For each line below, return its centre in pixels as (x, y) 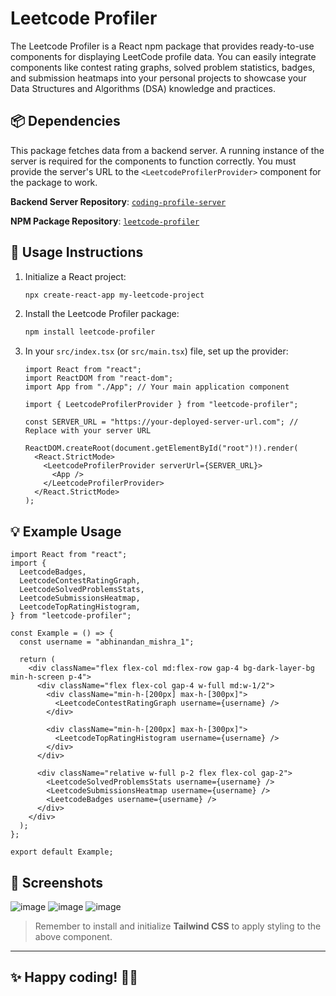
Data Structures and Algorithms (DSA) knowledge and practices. (143, 88)
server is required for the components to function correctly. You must (153, 161)
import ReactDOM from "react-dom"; (99, 378)
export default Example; (62, 852)
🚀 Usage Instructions (77, 252)
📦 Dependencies (65, 121)
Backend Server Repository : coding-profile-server (118, 201)
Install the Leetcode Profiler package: (102, 314)
